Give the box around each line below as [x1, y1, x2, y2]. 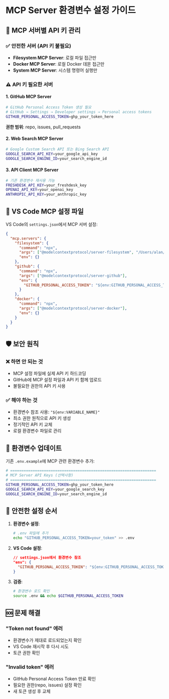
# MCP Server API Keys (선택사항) [6, 473, 74, 478]
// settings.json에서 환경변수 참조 [13, 555, 82, 560]
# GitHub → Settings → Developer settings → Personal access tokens [6, 109, 152, 114]
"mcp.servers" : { [10, 236, 47, 241]
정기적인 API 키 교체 [13, 421, 53, 427]
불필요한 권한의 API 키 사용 [13, 383, 66, 389]
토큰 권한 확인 [13, 649, 40, 655]
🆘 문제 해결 [6, 608, 41, 617]
